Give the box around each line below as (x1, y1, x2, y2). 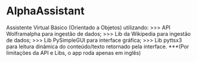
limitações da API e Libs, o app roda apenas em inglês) (6, 49, 141, 56)
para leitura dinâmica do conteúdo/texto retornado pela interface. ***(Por (6, 43, 189, 50)
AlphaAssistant (6, 4, 85, 18)
